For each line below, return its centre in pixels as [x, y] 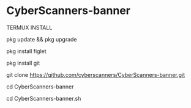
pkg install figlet [27, 51]
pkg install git [23, 63]
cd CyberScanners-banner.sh [44, 98]
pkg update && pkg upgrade [42, 39]
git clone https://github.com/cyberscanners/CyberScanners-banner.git [96, 74]
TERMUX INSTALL [29, 27]
